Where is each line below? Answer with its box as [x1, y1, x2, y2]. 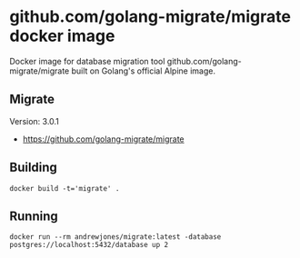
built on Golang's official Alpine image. [71, 65, 216, 76]
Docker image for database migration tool [9, 55, 165, 66]
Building [9, 160, 57, 175]
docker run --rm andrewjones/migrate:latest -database [9, 233, 222, 242]
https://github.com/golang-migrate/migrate [22, 134, 185, 144]
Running [9, 208, 59, 223]
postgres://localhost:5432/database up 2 [9, 241, 169, 250]
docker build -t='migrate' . [9, 184, 120, 193]
